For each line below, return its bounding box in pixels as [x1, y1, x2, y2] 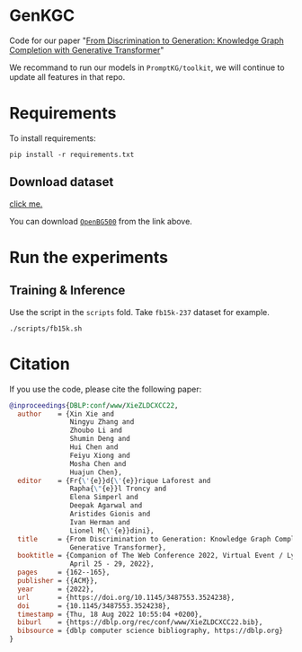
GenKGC [9, 5, 75, 26]
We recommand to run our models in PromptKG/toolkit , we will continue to [9, 62, 285, 73]
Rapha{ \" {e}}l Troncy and [69, 484, 167, 494]
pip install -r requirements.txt [9, 150, 135, 159]
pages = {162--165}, [17, 568, 111, 577]
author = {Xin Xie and [17, 410, 115, 419]
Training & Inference [9, 283, 126, 298]
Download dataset [9, 174, 114, 189]
